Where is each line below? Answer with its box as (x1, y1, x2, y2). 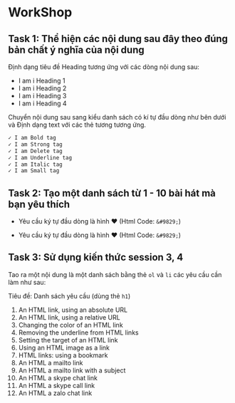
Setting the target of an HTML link (18, 335, 118, 344)
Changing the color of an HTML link (18, 320, 123, 329)
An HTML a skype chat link (18, 373, 98, 382)
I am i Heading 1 (18, 76, 66, 85)
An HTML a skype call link (18, 381, 95, 389)
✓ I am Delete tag (8, 147, 63, 155)
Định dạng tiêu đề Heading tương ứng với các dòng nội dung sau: (8, 63, 200, 71)
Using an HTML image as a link (18, 343, 110, 352)
